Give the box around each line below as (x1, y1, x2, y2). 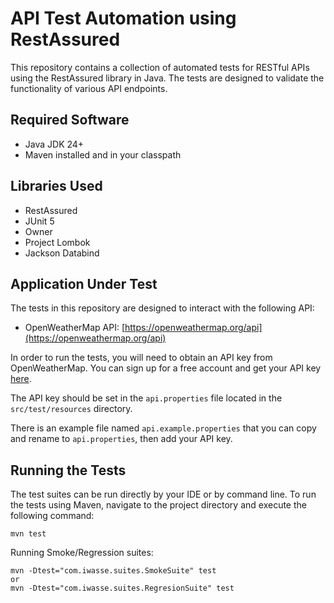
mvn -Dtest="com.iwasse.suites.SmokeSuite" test (10, 566, 217, 576)
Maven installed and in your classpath (24, 148, 182, 161)
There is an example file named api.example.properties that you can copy (10, 422, 317, 434)
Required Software (10, 112, 130, 129)
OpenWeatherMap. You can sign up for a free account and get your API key (10, 362, 322, 374)
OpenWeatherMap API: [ (24, 322, 126, 334)
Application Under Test (10, 275, 158, 292)
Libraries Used (10, 178, 103, 195)
